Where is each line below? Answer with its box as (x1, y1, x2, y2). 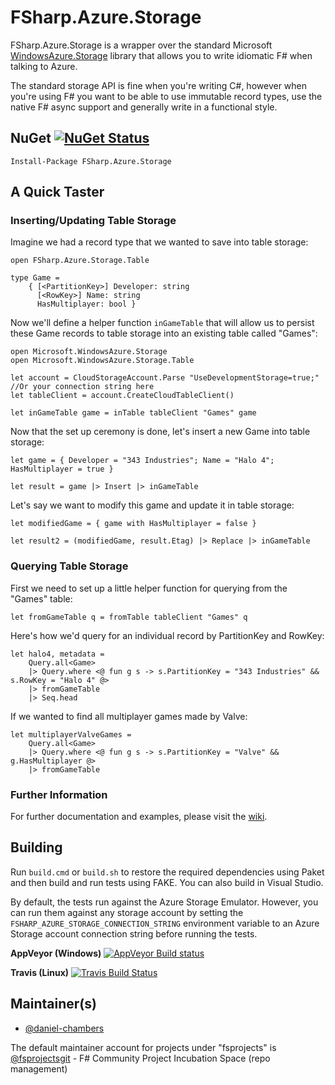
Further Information (10, 787, 108, 801)
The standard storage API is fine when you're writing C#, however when (10, 79, 308, 91)
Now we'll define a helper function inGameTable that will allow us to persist (10, 317, 315, 329)
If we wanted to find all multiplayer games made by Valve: (10, 710, 248, 722)
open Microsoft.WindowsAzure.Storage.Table (10, 356, 195, 366)
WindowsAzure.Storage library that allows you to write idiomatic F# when (10, 49, 313, 61)
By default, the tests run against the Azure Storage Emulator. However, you (10, 896, 319, 908)
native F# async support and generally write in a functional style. (10, 101, 278, 113)
